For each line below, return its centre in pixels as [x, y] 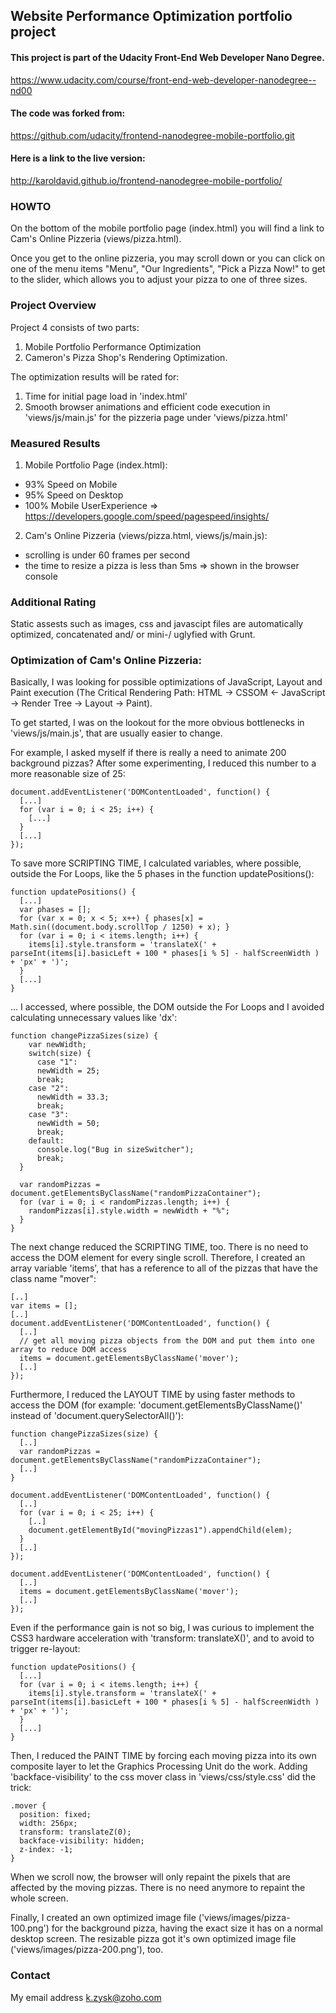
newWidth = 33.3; [73, 1097]
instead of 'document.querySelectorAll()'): [97, 1416]
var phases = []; [55, 910]
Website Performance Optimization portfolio [151, 16]
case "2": [49, 1089]
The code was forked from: [68, 113]
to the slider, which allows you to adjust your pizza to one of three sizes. [159, 280]
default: [46, 1141]
